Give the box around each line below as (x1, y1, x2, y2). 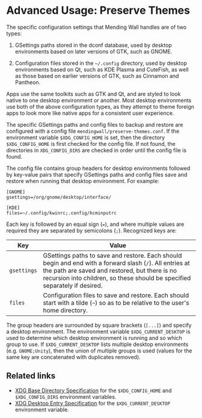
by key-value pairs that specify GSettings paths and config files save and (6, 171, 188, 178)
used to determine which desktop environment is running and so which (6, 334, 182, 341)
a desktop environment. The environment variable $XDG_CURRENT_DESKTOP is (6, 328, 191, 335)
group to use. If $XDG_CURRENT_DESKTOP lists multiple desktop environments (6, 341, 189, 348)
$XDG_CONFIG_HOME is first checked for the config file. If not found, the (6, 140, 176, 147)
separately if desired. (43, 281, 103, 289)
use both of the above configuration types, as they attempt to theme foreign (6, 103, 194, 110)
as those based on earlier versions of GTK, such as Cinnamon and (14, 72, 179, 79)
